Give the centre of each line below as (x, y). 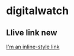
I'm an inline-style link (33, 47)
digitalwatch (38, 11)
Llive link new (32, 33)
